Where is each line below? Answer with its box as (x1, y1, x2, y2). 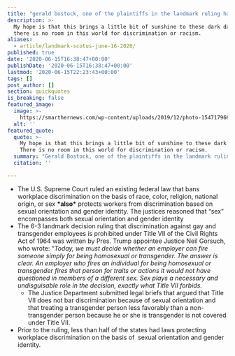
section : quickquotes (7, 88, 71, 95)
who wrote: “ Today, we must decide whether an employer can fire (17, 244, 208, 252)
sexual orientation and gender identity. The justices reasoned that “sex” (17, 207, 224, 215)
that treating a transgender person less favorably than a (27, 303, 189, 311)
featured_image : (7, 101, 55, 108)
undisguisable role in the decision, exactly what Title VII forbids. (17, 281, 203, 290)
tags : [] (7, 75, 33, 82)
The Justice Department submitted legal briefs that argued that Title (27, 288, 224, 297)
